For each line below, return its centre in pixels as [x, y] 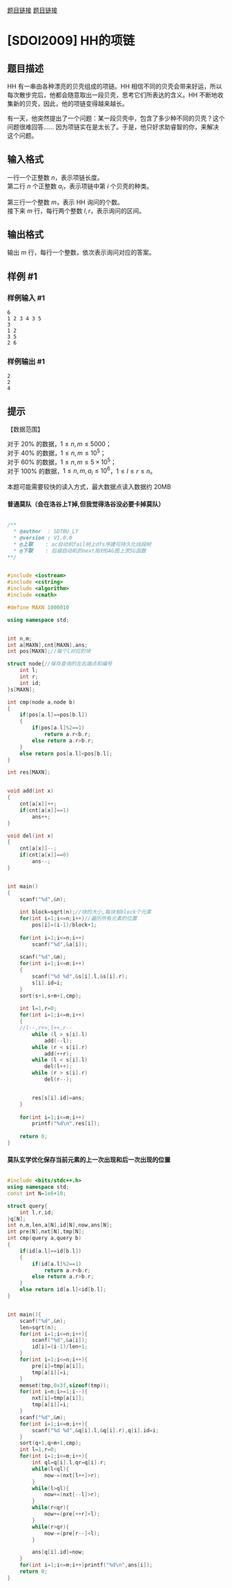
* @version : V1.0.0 [43, 538]
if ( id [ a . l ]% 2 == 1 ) [57, 1264]
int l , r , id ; [37, 1212]
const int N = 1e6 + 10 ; [37, 1193]
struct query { [28, 1206]
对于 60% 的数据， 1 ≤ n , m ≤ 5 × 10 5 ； [62, 461]
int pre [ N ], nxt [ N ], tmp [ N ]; [46, 1232]
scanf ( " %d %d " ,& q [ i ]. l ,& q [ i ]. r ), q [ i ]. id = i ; [96, 1430]
